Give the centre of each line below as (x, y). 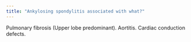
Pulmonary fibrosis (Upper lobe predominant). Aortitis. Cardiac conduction (96, 28)
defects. (16, 34)
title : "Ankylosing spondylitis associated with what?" (75, 11)
